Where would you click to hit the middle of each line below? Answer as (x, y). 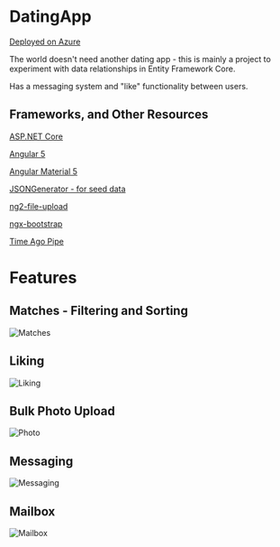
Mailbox (32, 511)
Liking (27, 362)
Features (43, 278)
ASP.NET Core (36, 136)
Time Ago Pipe (37, 241)
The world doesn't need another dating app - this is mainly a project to (140, 59)
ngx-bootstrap (36, 224)
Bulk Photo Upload (62, 411)
